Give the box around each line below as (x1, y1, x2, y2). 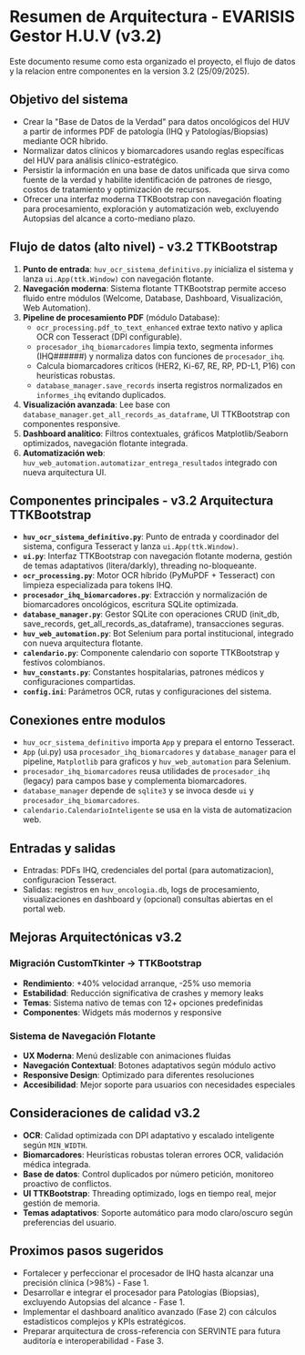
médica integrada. (22, 1158, 91, 1169)
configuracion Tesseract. (22, 874, 117, 885)
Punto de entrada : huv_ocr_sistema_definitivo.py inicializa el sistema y (22, 263, 294, 274)
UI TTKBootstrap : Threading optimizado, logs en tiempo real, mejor (22, 1187, 277, 1198)
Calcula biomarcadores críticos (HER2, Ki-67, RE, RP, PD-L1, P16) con (36, 360, 296, 371)
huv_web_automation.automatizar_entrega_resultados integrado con (22, 457, 278, 468)
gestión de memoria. (22, 1197, 100, 1208)
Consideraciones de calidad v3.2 (9, 1105, 200, 1121)
